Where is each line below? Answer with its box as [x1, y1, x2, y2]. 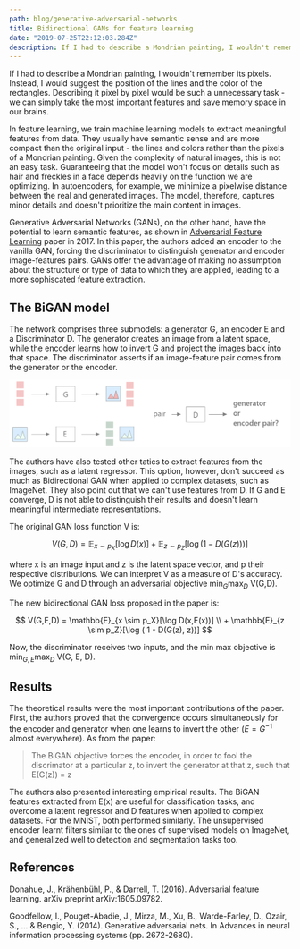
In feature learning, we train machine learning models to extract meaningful [9, 123, 287, 134]
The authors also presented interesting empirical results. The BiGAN [9, 786, 260, 797]
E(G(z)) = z [30, 769, 72, 780]
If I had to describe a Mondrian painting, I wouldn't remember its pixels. [9, 68, 271, 80]
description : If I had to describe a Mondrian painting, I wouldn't [9, 43, 270, 52]
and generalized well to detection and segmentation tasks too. [9, 834, 238, 844]
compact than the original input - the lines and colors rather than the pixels [9, 143, 285, 154]
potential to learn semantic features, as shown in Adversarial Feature [9, 226, 262, 237]
